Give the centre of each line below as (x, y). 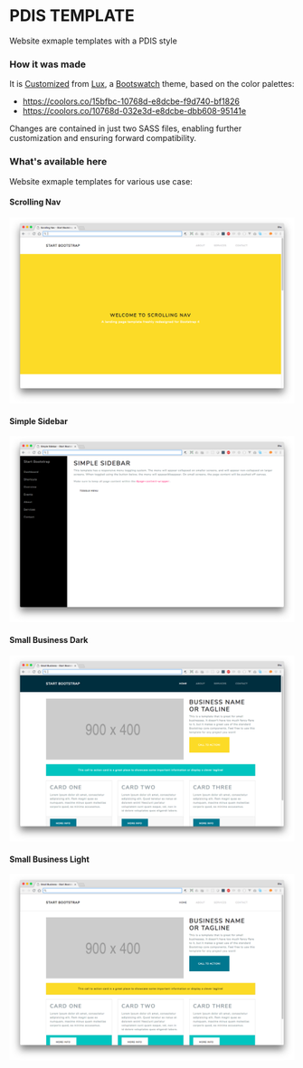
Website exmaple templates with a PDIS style (94, 41)
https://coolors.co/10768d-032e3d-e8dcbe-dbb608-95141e (134, 111)
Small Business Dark (49, 640)
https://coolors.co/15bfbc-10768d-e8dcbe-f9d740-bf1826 (131, 101)
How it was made (47, 64)
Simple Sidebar (38, 421)
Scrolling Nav (35, 202)
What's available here (58, 162)
